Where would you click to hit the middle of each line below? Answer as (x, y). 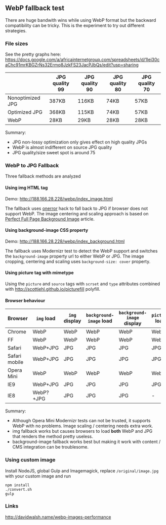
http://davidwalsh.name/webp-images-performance (58, 517)
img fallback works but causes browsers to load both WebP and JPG (82, 431)
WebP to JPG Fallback (32, 166)
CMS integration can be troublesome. (50, 447)
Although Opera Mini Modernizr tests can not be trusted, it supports (81, 421)
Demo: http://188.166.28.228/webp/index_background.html (65, 241)
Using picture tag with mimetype (40, 273)
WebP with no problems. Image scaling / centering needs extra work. (83, 426)
